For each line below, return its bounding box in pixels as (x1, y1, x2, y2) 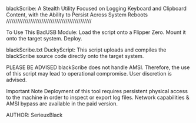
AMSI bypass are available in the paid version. (6, 100, 118, 107)
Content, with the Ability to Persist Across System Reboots (6, 11, 148, 18)
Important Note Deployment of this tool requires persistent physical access (6, 88, 188, 94)
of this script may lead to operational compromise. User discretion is (6, 70, 172, 77)
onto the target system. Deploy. (6, 35, 82, 42)
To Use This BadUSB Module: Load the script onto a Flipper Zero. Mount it (6, 29, 187, 36)
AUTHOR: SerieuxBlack (6, 111, 63, 118)
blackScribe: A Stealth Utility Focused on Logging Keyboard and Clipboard (6, 5, 187, 12)
